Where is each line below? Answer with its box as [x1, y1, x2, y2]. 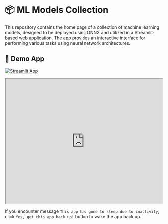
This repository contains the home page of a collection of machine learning [5, 24, 159, 30]
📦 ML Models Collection [5, 4, 109, 16]
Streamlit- [134, 29, 155, 35]
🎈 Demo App [5, 55, 45, 63]
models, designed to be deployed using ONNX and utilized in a [5, 29, 134, 35]
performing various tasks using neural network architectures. [5, 40, 131, 46]
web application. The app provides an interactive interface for [19, 35, 146, 41]
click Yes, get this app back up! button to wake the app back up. [5, 213, 142, 219]
